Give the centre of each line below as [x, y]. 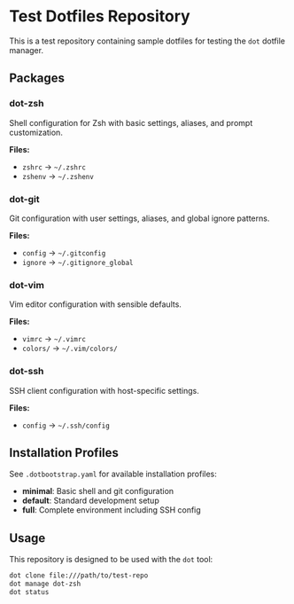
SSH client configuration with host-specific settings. [104, 390]
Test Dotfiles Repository [100, 16]
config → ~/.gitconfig [64, 252]
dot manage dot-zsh [45, 584]
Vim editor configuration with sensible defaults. [95, 304]
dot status [29, 592]
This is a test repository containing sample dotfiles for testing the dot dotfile [147, 41]
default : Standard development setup [90, 501]
